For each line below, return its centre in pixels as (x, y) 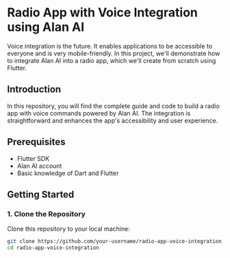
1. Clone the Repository (46, 214)
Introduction (34, 89)
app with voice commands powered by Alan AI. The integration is (99, 113)
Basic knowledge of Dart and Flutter (68, 173)
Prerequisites (36, 142)
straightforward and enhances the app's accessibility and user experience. (113, 120)
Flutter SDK (33, 158)
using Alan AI (46, 27)
